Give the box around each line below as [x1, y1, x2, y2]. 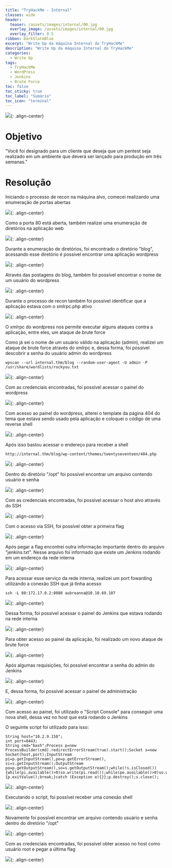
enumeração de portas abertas [5, 199, 71, 205]
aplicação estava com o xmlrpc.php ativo [5, 304, 92, 310]
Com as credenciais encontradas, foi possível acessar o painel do [5, 384, 144, 390]
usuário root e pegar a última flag [5, 846, 76, 853]
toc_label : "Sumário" [5, 93, 52, 99]
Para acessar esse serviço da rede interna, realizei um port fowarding [5, 575, 153, 581]
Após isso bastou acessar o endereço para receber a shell [5, 442, 128, 448]
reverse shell [5, 421, 33, 427]
